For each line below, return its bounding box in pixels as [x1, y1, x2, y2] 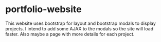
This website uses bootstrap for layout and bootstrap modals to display [5, 20, 156, 26]
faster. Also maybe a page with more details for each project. [5, 31, 135, 37]
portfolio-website [5, 4, 82, 15]
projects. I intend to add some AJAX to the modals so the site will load [5, 25, 153, 31]
